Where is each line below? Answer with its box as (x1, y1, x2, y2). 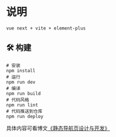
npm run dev (6, 79, 36, 85)
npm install (6, 67, 36, 74)
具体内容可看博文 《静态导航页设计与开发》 (6, 125, 110, 132)
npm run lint (6, 102, 38, 108)
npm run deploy (6, 113, 44, 119)
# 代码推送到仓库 (6, 108, 43, 114)
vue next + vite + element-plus (6, 25, 86, 31)
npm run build (6, 90, 41, 96)
